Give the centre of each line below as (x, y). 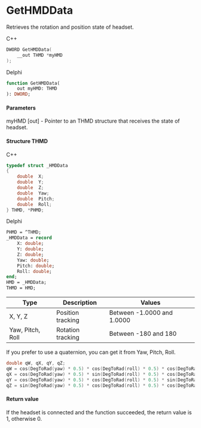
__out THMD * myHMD (40, 55)
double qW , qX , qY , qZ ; (36, 363)
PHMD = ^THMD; (24, 232)
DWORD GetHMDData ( (29, 49)
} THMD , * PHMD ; (25, 210)
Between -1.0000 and (141, 313)
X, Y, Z (19, 317)
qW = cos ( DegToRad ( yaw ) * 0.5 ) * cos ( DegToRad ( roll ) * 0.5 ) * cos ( (92, 369)
